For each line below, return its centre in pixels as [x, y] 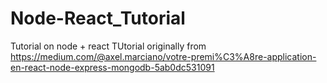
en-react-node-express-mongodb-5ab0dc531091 [112, 67]
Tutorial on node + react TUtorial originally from [108, 46]
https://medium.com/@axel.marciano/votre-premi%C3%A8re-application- [163, 56]
